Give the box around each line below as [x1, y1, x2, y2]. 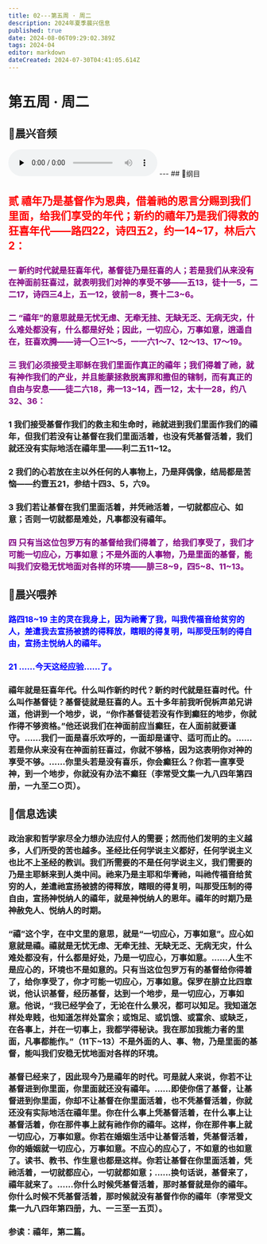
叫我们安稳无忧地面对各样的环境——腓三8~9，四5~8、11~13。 [8, 561, 249, 572]
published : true [8, 26, 62, 34]
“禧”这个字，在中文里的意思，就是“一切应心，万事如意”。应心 [8, 928, 246, 939]
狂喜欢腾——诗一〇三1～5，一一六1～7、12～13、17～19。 [24, 337, 247, 348]
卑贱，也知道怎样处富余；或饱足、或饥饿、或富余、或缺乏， [24, 1012, 253, 1023]
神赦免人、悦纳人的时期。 [8, 905, 106, 916]
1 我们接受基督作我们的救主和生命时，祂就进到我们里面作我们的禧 [8, 419, 258, 430]
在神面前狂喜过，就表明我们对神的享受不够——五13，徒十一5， [8, 277, 250, 288]
